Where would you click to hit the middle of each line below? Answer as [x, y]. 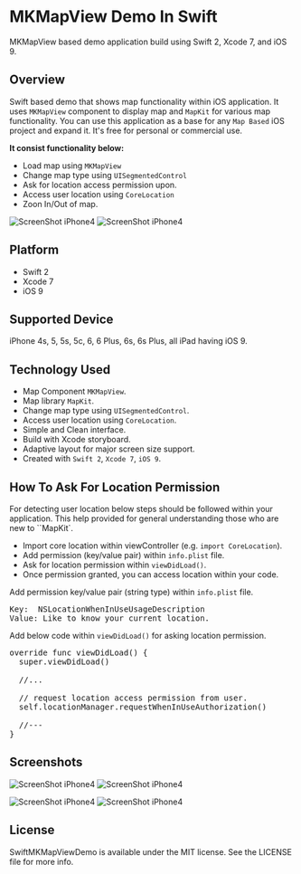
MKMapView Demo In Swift [113, 17]
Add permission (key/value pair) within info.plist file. [123, 555]
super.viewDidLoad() [64, 662]
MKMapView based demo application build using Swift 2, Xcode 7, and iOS [148, 42]
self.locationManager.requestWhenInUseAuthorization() [143, 707]
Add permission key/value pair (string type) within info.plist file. [132, 592]
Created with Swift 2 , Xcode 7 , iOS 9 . [92, 459]
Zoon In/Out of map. [60, 204]
